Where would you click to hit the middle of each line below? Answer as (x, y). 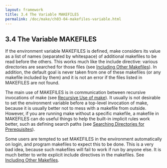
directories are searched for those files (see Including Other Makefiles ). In (81, 67)
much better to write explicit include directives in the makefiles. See (75, 155)
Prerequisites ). (20, 129)
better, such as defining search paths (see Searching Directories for (75, 124)
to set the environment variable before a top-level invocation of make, (77, 103)
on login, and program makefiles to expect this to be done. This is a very (79, 144)
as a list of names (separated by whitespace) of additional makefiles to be (81, 56)
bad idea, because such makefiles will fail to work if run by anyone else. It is (83, 150)
